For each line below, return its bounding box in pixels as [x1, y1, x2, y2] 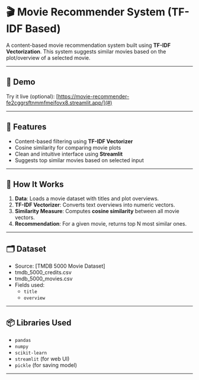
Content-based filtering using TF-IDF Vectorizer [14, 138, 133, 145]
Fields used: [14, 281, 45, 289]
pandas [14, 337, 31, 343]
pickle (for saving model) [14, 362, 78, 369]
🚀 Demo [6, 77, 36, 87]
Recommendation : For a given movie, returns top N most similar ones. [14, 220, 187, 227]
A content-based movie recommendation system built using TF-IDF [6, 42, 171, 49]
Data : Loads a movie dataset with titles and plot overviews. [14, 195, 159, 202]
